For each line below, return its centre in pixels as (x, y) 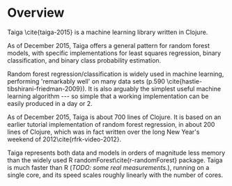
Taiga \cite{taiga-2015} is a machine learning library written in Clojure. (108, 32)
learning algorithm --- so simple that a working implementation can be (108, 96)
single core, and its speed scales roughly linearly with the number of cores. (115, 175)
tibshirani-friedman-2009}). (47, 88)
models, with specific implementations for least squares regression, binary (114, 53)
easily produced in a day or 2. (50, 103)
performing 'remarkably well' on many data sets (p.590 (86, 81)
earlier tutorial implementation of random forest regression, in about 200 (111, 124)
